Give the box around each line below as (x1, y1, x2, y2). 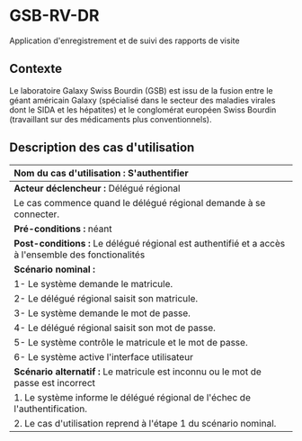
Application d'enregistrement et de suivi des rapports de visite (9, 35, 240, 46)
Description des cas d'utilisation (9, 140, 195, 156)
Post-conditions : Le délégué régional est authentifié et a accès (13, 237, 286, 249)
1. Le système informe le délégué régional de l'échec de (13, 391, 252, 403)
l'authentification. (13, 402, 88, 415)
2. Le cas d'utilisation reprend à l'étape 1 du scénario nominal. (13, 417, 277, 429)
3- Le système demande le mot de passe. (13, 307, 191, 319)
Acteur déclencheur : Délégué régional (13, 182, 181, 194)
